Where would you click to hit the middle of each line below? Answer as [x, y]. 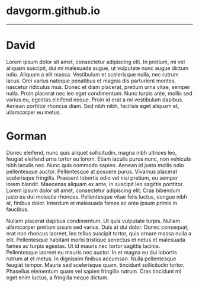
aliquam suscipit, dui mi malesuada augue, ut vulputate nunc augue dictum [97, 68]
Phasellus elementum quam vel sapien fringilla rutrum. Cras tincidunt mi [94, 271]
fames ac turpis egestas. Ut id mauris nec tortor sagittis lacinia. [83, 246]
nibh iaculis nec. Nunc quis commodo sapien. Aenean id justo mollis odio [95, 165]
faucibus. [17, 209]
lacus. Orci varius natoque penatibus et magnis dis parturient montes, [91, 81]
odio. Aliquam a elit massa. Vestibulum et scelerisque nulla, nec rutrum [92, 74]
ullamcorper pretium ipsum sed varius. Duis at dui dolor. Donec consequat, [97, 227]
